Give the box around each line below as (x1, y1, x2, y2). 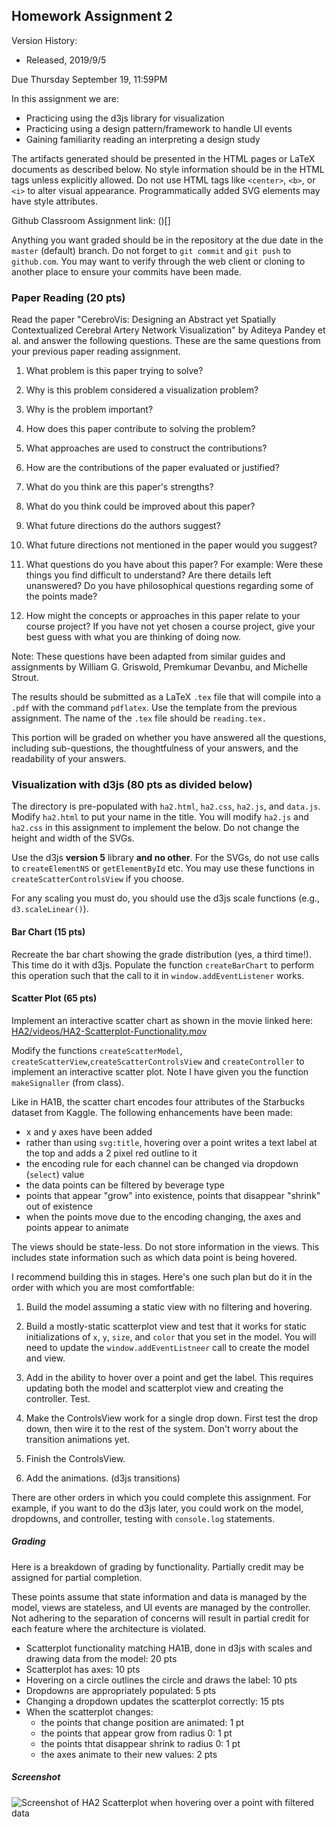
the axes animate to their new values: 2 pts (40, 1748, 218, 1760)
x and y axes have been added (25, 1125, 153, 1138)
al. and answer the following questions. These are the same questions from (11, 335, 321, 347)
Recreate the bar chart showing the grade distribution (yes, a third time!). (11, 948, 312, 960)
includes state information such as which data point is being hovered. (11, 1251, 298, 1263)
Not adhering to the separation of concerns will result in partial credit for (11, 1612, 310, 1624)
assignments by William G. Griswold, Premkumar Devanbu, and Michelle (11, 661, 308, 673)
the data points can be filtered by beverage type (25, 1179, 225, 1191)
